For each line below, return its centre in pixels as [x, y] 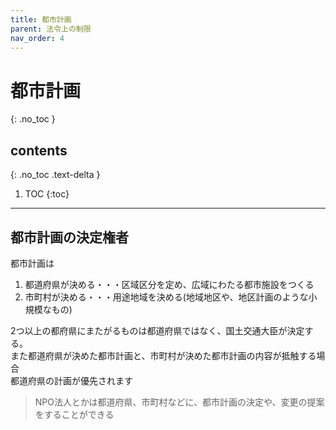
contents [39, 150]
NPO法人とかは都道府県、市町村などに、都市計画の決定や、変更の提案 [179, 402]
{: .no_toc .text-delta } [55, 175]
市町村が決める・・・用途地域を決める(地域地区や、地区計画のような [166, 297]
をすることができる [74, 414]
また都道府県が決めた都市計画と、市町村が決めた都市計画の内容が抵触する [163, 355]
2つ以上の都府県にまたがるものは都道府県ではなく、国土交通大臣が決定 [157, 330]
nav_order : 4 [37, 38]
